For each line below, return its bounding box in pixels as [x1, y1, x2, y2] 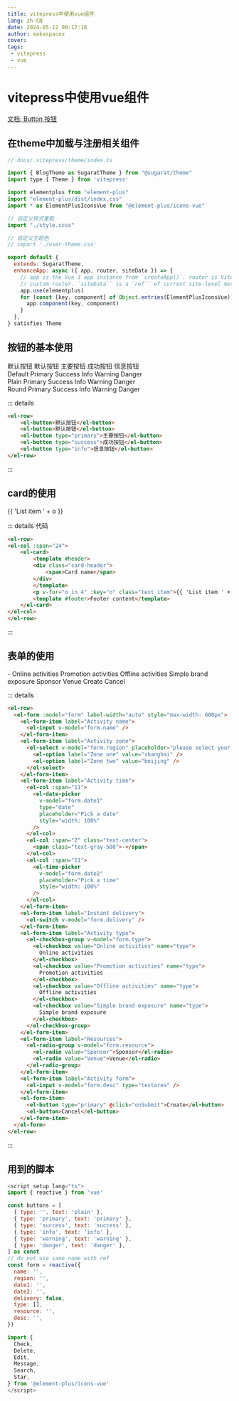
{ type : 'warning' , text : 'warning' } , [14, 1235, 132, 1242]
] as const [7, 1248, 40, 1256]
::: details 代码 [7, 521, 48, 530]
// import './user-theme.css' [7, 241, 97, 248]
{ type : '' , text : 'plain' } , [14, 1209, 103, 1216]
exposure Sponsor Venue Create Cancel [7, 677, 126, 685]
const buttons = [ [7, 1202, 62, 1210]
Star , [14, 1374, 31, 1381]
